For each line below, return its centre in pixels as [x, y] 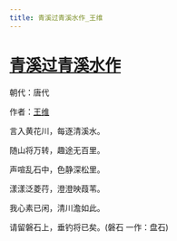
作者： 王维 [29, 111]
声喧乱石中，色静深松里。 [57, 169]
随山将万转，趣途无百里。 [57, 149]
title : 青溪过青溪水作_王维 [56, 18]
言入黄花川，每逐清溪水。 [57, 130]
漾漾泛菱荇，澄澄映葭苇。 [57, 188]
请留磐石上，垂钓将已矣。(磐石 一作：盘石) [89, 227]
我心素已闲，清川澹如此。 [57, 207]
